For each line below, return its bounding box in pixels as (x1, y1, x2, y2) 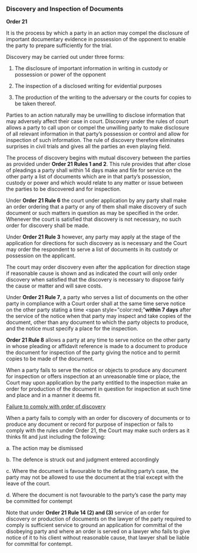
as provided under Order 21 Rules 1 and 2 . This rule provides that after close (6, 161, 191, 168)
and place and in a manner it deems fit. (6, 392, 101, 399)
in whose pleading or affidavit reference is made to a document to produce (6, 343, 188, 350)
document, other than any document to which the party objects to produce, (6, 319, 189, 326)
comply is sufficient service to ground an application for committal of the (6, 522, 182, 529)
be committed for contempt (6, 498, 72, 505)
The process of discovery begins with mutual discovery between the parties (6, 154, 191, 161)
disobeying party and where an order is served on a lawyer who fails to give (6, 528, 190, 535)
